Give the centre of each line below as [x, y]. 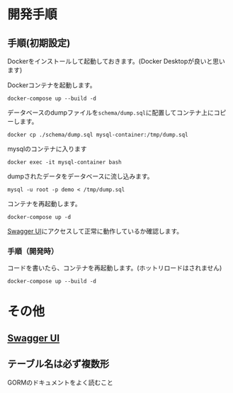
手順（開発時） [33, 251]
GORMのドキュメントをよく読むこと [60, 382]
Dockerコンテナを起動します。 [52, 85]
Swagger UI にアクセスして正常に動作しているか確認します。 [95, 231]
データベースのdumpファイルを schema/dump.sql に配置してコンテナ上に [110, 113]
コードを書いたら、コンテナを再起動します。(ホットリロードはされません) [115, 268]
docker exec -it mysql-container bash [64, 162]
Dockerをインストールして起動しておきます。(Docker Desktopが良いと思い [116, 61]
